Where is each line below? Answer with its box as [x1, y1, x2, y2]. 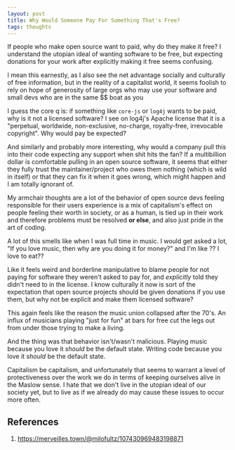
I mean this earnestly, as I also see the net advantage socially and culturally [7, 71, 226, 79]
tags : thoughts [7, 23, 52, 30]
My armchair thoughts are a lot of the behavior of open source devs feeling [7, 193, 224, 202]
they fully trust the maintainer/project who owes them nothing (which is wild [7, 165, 227, 174]
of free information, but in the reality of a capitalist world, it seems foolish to [7, 79, 227, 87]
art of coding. [7, 224, 47, 232]
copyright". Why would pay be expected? [7, 129, 126, 137]
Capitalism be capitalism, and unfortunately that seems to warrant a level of [7, 366, 226, 374]
